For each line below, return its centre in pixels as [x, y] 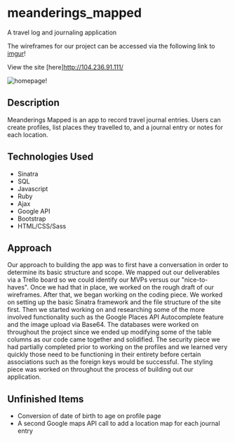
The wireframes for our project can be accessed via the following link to [111, 46]
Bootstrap [32, 219]
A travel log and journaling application [62, 32]
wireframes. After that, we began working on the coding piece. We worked [115, 295]
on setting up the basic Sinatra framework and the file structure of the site [114, 302]
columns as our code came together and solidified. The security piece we [114, 339]
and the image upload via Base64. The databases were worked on [103, 325]
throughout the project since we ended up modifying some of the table [109, 332]
